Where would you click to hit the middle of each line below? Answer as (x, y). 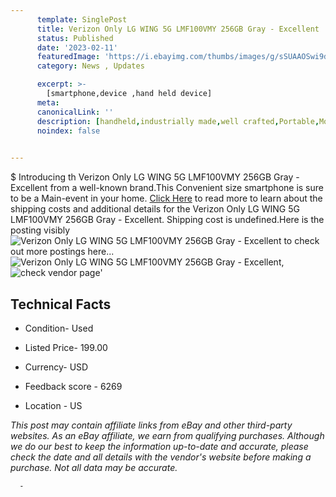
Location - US (53, 405)
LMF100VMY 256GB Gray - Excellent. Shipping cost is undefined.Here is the (167, 220)
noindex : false (68, 131)
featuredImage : (68, 57)
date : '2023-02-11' (77, 47)
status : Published (75, 38)
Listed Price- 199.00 (66, 347)
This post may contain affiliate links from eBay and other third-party (151, 425)
